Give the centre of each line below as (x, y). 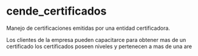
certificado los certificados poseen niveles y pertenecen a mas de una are (99, 46)
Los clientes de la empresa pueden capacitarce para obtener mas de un (96, 40)
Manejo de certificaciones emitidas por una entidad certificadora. (88, 28)
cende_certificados (56, 11)
